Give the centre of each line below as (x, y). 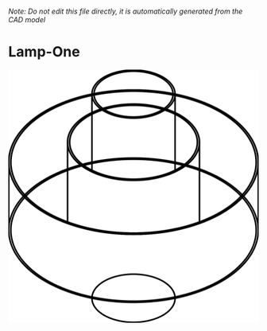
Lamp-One (44, 51)
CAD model (27, 19)
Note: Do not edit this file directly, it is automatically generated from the (126, 11)
